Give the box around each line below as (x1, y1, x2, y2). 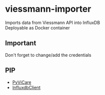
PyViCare (12, 79, 31, 85)
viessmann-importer (5, 3, 92, 15)
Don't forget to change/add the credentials (5, 52, 92, 58)
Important (5, 39, 36, 47)
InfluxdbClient (12, 84, 41, 90)
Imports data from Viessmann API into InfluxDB (5, 20, 101, 25)
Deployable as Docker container (5, 24, 70, 30)
